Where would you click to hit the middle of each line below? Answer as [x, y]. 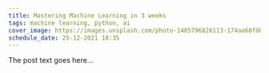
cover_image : [30, 30]
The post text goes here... [51, 60]
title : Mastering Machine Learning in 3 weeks [87, 15]
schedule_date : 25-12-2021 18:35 [64, 38]
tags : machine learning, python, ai [69, 23]
